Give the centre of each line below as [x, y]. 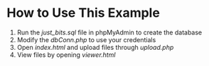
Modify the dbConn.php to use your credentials [86, 39]
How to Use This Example [84, 13]
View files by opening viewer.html [66, 55]
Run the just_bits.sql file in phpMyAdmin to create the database [109, 32]
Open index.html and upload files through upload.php [95, 47]
